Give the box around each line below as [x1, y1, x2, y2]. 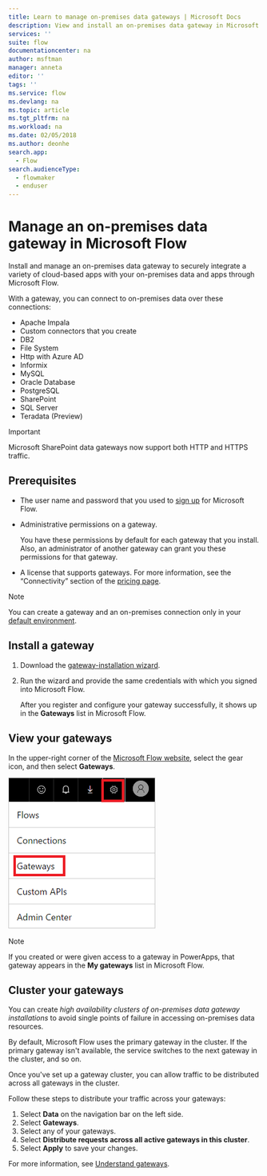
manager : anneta [8, 64, 62, 72]
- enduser [15, 182, 48, 190]
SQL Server [19, 403, 58, 413]
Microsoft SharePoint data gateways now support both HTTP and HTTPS [8, 443, 249, 452]
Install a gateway [8, 639, 94, 653]
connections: [8, 302, 52, 312]
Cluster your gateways [8, 983, 124, 997]
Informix [19, 361, 48, 370]
